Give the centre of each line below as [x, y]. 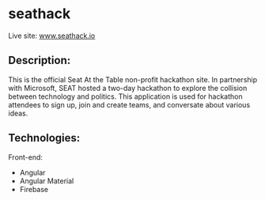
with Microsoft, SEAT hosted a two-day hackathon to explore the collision [128, 88]
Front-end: [26, 157]
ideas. [18, 113]
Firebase [34, 189]
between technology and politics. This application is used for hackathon [125, 96]
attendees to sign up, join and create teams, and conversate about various [129, 104]
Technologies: [44, 138]
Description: [40, 60]
